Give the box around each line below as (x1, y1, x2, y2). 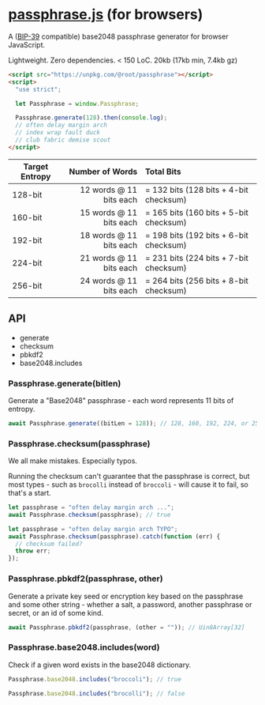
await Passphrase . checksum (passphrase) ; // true (8, 511, 171, 518)
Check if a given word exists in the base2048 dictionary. (8, 660, 192, 669)
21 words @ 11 (80, 252, 138, 263)
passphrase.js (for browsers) (8, 6, 203, 24)
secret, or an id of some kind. (8, 608, 104, 617)
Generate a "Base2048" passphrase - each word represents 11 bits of (8, 395, 234, 405)
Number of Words (69, 166, 138, 177)
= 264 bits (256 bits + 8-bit (144, 275, 248, 286)
